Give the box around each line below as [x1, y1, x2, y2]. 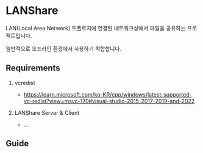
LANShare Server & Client [14, 109, 80, 116]
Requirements [5, 63, 60, 73]
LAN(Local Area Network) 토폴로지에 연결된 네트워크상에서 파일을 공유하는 [5, 24, 187, 32]
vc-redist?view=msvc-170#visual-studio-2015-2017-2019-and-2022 [23, 97, 195, 104]
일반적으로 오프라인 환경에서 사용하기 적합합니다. [5, 45, 122, 52]
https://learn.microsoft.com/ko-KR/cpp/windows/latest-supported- [23, 90, 193, 98]
